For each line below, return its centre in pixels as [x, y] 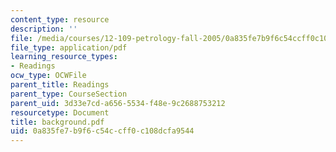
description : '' [44, 29]
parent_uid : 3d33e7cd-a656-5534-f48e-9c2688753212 [118, 103]
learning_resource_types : [64, 57]
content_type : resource [60, 19]
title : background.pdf [57, 122]
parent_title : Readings [60, 85]
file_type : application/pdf [69, 47]
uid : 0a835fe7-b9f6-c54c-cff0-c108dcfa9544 [102, 131]
